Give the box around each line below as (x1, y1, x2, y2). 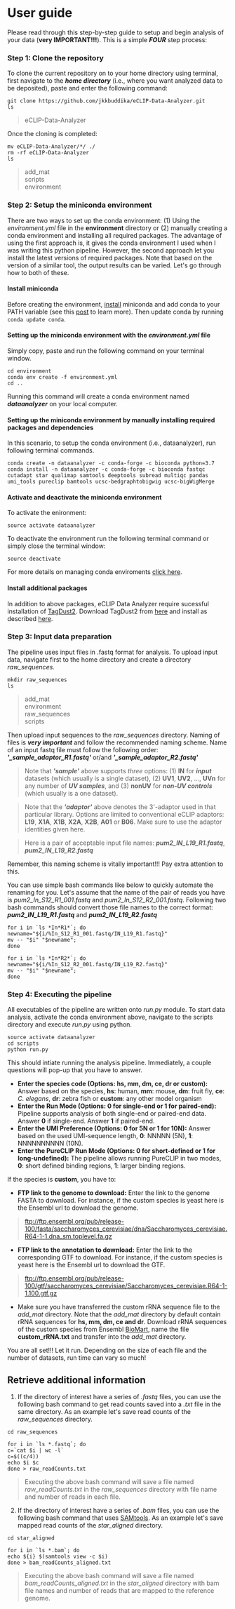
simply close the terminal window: (7, 542, 106, 550)
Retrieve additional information (7, 1374, 146, 1386)
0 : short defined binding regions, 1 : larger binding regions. (17, 1161, 186, 1170)
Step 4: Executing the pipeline (7, 989, 112, 999)
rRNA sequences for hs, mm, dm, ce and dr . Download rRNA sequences (17, 1318, 227, 1326)
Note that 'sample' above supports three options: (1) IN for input (24, 766, 212, 775)
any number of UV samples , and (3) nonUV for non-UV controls (24, 781, 213, 790)
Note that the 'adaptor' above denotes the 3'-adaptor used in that (24, 802, 216, 811)
